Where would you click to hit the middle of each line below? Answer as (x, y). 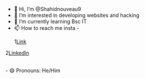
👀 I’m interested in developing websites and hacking (77, 15)
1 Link (20, 42)
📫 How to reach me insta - (46, 28)
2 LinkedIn (18, 53)
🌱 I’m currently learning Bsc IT (50, 21)
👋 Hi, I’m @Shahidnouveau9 (47, 9)
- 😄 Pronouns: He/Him (33, 71)
